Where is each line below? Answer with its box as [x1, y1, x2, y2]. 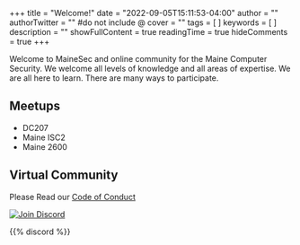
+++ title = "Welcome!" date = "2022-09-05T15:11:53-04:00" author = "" [9, 8, 278, 18]
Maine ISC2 [22, 132, 66, 143]
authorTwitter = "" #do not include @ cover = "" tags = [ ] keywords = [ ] [9, 17, 277, 28]
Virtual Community [9, 168, 119, 183]
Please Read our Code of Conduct [9, 191, 137, 202]
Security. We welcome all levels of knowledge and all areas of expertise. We [9, 63, 291, 74]
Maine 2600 [22, 141, 67, 152]
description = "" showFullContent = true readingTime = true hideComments [9, 27, 288, 37]
